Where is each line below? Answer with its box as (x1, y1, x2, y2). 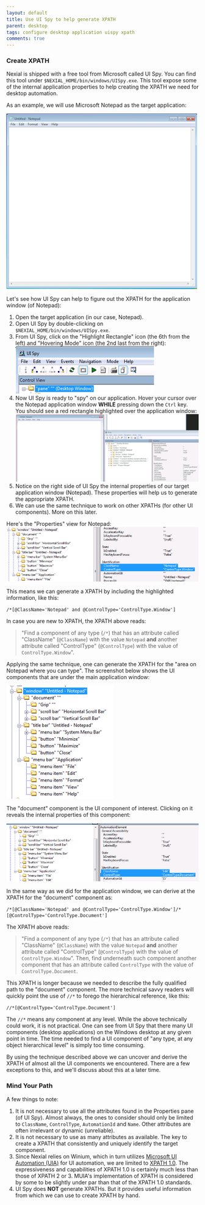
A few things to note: (6, 1095, 59, 1102)
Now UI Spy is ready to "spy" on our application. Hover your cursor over (15, 394, 197, 402)
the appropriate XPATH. (15, 495, 75, 503)
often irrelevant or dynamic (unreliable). (15, 1126, 115, 1134)
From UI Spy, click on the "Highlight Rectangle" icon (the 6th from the (15, 333, 190, 340)
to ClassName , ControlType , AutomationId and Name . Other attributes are (15, 1120, 191, 1128)
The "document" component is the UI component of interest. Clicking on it (6, 804, 193, 811)
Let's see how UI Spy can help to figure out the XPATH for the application (6, 295, 190, 303)
